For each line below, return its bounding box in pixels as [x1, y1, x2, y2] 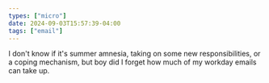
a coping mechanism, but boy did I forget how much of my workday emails [8, 57, 257, 67]
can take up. [8, 66, 50, 76]
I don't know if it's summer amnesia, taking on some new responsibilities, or [8, 49, 261, 59]
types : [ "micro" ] [8, 11, 67, 20]
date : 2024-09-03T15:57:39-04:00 [8, 19, 121, 27]
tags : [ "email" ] [8, 27, 63, 35]
